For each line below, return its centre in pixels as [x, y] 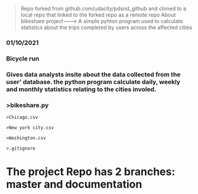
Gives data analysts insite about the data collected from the [93, 75]
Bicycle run [23, 59]
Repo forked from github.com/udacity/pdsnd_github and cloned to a [103, 9]
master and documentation [74, 184]
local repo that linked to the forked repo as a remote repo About [98, 15]
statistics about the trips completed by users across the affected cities [106, 27]
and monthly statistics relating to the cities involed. [81, 89]
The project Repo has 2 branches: [91, 172]
